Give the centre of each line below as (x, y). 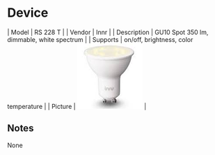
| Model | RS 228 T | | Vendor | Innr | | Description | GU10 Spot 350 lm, (108, 32)
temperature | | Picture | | (77, 106)
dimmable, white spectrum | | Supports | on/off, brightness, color (100, 39)
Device (28, 13)
